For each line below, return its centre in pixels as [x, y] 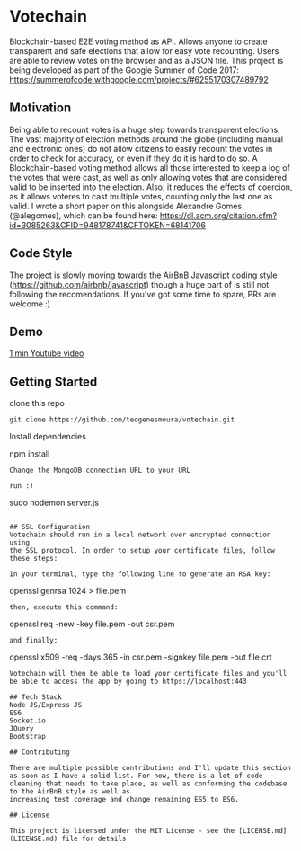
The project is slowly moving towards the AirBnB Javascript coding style [143, 275]
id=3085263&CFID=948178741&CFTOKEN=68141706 [108, 225]
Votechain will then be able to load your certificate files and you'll [148, 674]
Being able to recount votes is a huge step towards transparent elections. [145, 129]
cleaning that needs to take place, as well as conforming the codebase [148, 784]
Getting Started [53, 381]
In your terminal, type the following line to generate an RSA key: [140, 574]
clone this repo [37, 403]
